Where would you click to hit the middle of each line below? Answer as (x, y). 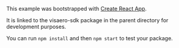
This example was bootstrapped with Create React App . (77, 9)
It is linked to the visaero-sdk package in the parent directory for (87, 20)
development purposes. (36, 27)
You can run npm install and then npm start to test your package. (89, 38)
